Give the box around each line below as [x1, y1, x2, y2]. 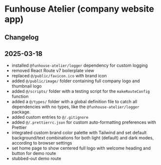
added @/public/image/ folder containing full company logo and [11, 78, 140, 84]
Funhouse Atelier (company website [4, 3, 154, 15]
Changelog [4, 33, 39, 41]
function [11, 93, 29, 99]
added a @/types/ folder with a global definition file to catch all [11, 99, 138, 105]
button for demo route [11, 150, 57, 156]
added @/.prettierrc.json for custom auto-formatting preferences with [11, 119, 157, 125]
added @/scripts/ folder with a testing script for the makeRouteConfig [11, 89, 150, 94]
